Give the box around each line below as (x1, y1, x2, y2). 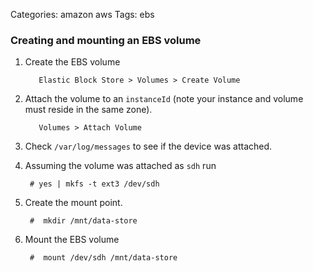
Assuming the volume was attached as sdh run (24, 160, 217, 172)
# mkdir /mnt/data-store (29, 216, 138, 226)
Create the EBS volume (24, 56, 121, 68)
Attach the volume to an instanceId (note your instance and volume (24, 93, 304, 105)
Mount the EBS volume (24, 234, 120, 246)
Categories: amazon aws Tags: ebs (10, 9, 155, 20)
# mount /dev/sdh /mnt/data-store (29, 253, 178, 263)
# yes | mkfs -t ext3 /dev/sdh (29, 179, 160, 189)
